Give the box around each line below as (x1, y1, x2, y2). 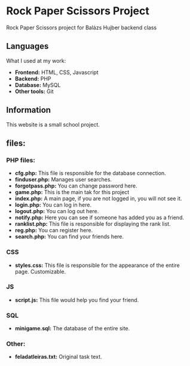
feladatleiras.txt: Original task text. (14, 353, 102, 361)
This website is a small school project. (6, 121, 100, 128)
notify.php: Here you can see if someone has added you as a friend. (14, 214, 184, 222)
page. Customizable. (14, 267, 66, 275)
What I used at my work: (6, 57, 66, 64)
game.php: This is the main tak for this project (14, 189, 130, 196)
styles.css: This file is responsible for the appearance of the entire (14, 262, 180, 269)
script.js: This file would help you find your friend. (14, 296, 139, 303)
